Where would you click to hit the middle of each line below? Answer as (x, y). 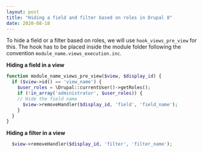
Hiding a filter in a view (36, 133)
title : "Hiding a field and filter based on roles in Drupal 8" (89, 18)
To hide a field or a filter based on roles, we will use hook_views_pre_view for (102, 41)
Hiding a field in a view (36, 65)
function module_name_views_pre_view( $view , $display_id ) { (84, 76)
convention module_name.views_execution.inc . (64, 53)
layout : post (23, 12)
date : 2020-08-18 (28, 23)
